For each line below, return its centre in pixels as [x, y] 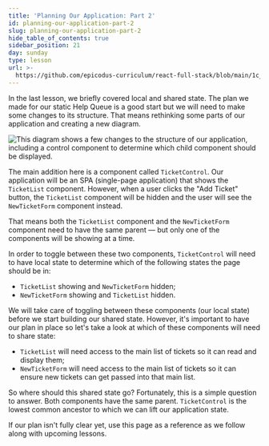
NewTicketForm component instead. [66, 206]
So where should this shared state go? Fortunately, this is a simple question [133, 392]
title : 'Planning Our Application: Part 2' [82, 16]
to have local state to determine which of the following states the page [124, 262]
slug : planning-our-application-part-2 [75, 30]
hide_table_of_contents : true [59, 38]
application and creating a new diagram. [75, 123]
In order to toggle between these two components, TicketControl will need [132, 254]
